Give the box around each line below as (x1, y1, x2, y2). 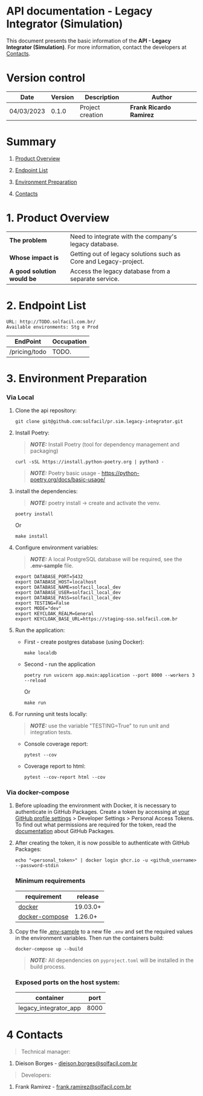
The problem (9, 236, 47, 244)
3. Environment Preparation (6, 372, 147, 385)
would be (9, 274, 37, 283)
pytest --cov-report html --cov (24, 775, 106, 781)
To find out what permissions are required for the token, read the (14, 821, 176, 828)
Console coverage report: (24, 740, 88, 747)
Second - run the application (24, 660, 95, 668)
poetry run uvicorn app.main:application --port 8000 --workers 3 (24, 672, 195, 679)
